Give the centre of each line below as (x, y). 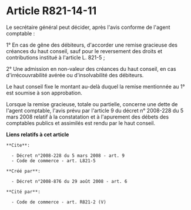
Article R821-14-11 (51, 11)
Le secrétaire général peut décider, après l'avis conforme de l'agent (88, 27)
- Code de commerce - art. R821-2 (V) (59, 202)
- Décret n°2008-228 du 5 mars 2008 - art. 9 (68, 155)
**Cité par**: (24, 192)
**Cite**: (18, 145)
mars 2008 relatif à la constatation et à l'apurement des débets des (88, 117)
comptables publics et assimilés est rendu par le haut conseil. (81, 123)
